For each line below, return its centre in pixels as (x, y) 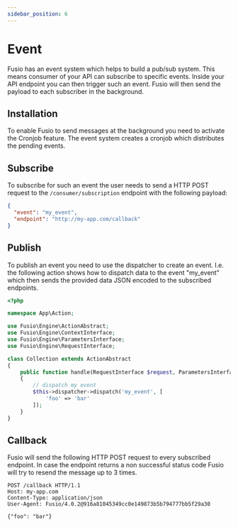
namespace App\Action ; (41, 313)
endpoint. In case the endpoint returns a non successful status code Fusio (116, 465)
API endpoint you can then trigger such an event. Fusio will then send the (114, 84)
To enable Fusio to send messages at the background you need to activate (116, 131)
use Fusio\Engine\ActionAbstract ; (58, 326)
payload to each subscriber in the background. (75, 91)
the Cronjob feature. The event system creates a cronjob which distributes (116, 138)
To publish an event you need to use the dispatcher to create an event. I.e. (116, 265)
